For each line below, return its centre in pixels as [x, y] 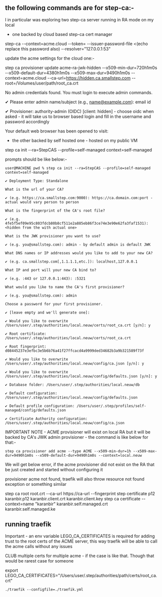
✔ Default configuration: [31, 393]
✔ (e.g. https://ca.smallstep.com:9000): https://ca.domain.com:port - [79, 198]
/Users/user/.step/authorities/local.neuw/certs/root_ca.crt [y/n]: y [78, 325]
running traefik [28, 524]
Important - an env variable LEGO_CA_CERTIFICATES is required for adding [80, 536]
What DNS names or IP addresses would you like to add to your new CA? [79, 253]
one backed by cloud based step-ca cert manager [62, 34]
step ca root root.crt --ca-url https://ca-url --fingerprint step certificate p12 [80, 493]
